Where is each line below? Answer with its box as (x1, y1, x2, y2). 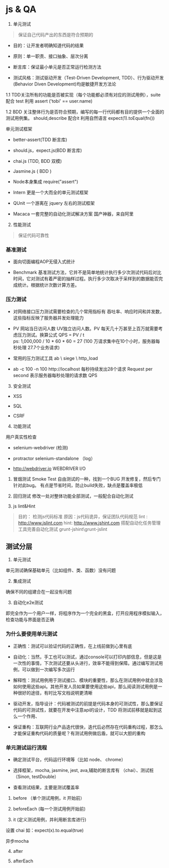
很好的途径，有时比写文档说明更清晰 (17, 690, 93, 696)
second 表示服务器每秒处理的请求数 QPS (13, 372, 98, 378)
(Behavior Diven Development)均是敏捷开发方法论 (13, 81, 116, 87)
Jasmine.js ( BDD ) (13, 168, 52, 174)
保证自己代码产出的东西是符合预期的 (18, 31, 94, 37)
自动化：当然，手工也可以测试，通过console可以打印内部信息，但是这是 (13, 654, 162, 660)
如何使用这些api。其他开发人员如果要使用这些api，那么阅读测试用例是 (13, 683, 158, 690)
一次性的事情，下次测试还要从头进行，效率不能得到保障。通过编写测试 (13, 660, 159, 666)
